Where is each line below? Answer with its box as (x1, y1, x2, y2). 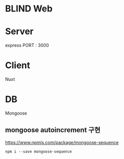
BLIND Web (5, 3, 53, 14)
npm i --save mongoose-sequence (5, 149, 72, 154)
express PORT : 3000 (5, 42, 49, 48)
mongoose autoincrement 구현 (5, 126, 101, 135)
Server (5, 26, 34, 37)
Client (5, 60, 31, 71)
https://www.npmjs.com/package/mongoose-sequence (5, 139, 119, 145)
